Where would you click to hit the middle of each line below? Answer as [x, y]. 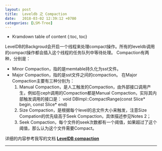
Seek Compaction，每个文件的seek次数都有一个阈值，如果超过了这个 [88, 122]
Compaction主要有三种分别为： [43, 81]
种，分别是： [18, 59]
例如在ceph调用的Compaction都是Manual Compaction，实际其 [90, 93]
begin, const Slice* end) [43, 105]
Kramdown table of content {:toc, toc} [50, 37]
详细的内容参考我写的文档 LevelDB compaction [52, 138]
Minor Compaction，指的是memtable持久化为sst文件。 [67, 69]
